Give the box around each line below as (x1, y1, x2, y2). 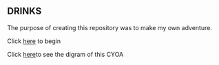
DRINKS (7, 5, 42, 17)
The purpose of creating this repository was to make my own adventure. (7, 23, 212, 31)
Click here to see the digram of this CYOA (7, 50, 124, 58)
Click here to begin (7, 37, 61, 45)
